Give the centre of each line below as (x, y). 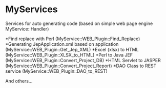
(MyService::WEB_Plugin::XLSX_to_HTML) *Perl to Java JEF (69, 55)
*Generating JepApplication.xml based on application (62, 44)
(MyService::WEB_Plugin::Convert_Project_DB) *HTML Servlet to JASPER (83, 60)
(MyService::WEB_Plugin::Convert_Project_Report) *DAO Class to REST (81, 66)
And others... (19, 81)
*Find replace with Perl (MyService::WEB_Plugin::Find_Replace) (73, 39)
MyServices (32, 9)
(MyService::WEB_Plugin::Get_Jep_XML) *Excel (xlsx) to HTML (72, 49)
